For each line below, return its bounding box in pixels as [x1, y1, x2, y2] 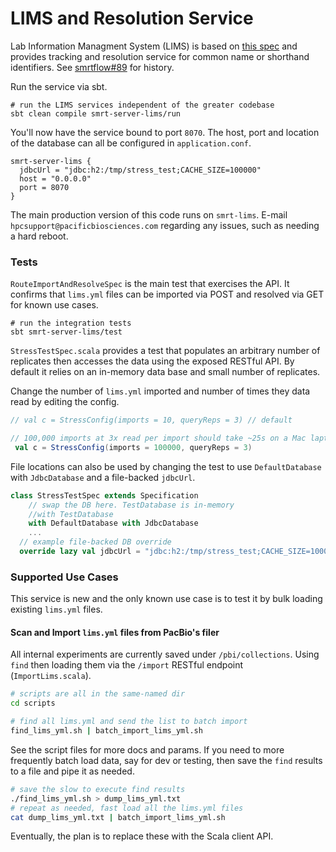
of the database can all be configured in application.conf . [10, 137, 252, 149]
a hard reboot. [10, 230, 69, 242]
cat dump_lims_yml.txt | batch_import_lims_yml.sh [10, 812, 226, 822]
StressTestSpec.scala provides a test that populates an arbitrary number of [10, 345, 321, 357]
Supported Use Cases [10, 570, 119, 584]
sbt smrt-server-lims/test [10, 327, 123, 337]
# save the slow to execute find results [10, 784, 186, 794]
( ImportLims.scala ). [10, 670, 92, 682]
